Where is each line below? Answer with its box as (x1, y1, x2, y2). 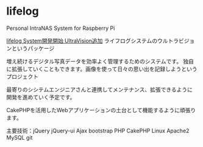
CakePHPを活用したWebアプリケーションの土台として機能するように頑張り (6, 106, 196, 113)
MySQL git (6, 134, 33, 141)
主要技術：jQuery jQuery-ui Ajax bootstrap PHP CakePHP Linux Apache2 (6, 127, 190, 134)
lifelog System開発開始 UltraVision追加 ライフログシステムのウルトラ (6, 37, 179, 44)
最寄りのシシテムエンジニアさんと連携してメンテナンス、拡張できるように (6, 85, 193, 93)
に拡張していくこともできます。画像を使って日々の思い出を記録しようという (6, 65, 198, 73)
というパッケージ (11, 45, 55, 52)
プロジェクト (6, 73, 38, 80)
